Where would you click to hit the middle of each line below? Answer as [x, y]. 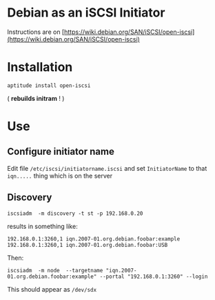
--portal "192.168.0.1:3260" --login [154, 276]
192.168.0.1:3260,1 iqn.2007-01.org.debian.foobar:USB [88, 245]
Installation [40, 67]
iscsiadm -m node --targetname [55, 270]
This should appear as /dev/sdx [52, 289]
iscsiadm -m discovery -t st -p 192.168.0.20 [75, 213]
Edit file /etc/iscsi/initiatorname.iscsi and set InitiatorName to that [107, 168]
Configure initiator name [61, 152]
